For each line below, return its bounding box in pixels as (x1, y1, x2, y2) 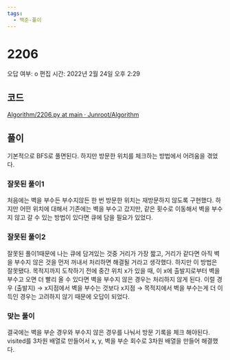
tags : (7, 10, 23, 17)
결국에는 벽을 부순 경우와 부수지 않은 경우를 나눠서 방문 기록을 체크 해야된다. (7, 328, 211, 336)
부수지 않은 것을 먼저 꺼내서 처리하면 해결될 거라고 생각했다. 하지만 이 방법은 (14, 257, 218, 266)
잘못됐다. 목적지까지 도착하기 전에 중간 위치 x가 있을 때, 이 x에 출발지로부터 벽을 (7, 266, 220, 275)
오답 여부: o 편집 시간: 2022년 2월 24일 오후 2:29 (7, 70, 141, 78)
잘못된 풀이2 (7, 232, 46, 242)
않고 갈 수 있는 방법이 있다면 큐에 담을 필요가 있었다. (14, 213, 153, 222)
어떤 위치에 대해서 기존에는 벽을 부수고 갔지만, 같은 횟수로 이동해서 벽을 (19, 204, 211, 213)
